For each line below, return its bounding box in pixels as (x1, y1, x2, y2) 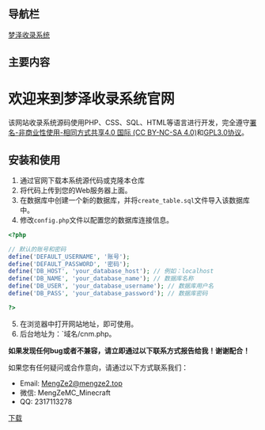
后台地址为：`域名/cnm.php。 (19, 329, 116, 338)
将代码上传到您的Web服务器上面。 (19, 185, 132, 195)
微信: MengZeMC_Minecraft (19, 387, 111, 398)
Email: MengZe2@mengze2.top (19, 379, 123, 388)
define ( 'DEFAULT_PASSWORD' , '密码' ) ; (8, 260, 131, 268)
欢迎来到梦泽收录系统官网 (8, 90, 176, 108)
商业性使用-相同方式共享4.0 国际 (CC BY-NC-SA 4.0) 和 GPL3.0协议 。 (25, 127, 249, 137)
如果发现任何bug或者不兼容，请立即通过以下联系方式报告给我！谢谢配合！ (8, 345, 251, 355)
